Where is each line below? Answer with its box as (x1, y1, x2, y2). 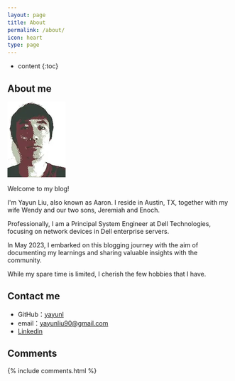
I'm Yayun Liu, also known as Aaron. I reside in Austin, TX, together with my (7, 198, 229, 206)
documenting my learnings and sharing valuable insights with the (7, 248, 198, 257)
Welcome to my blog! (7, 184, 70, 193)
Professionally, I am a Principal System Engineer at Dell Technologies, (7, 219, 212, 227)
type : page (7, 41, 40, 49)
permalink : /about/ (7, 26, 65, 33)
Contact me (7, 290, 60, 302)
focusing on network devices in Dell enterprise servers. (7, 227, 170, 235)
